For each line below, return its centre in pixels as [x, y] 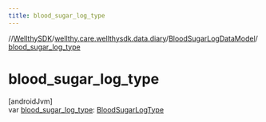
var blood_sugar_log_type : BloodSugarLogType [86, 109]
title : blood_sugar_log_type [57, 16]
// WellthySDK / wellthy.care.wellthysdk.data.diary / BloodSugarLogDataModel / [133, 38]
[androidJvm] [31, 101]
